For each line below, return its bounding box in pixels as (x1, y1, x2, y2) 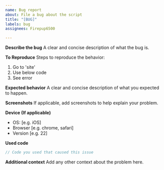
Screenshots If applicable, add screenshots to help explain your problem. (5, 100, 158, 106)
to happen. (5, 90, 28, 96)
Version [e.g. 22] (12, 130, 48, 137)
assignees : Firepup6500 (5, 26, 56, 31)
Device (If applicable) (5, 110, 51, 116)
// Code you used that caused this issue (5, 150, 94, 155)
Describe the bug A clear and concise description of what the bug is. (5, 45, 149, 51)
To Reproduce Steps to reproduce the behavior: (5, 54, 105, 61)
